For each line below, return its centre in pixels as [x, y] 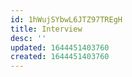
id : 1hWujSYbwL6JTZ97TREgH [66, 19]
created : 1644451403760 [60, 57]
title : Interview [46, 29]
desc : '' [28, 38]
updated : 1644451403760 [60, 47]
